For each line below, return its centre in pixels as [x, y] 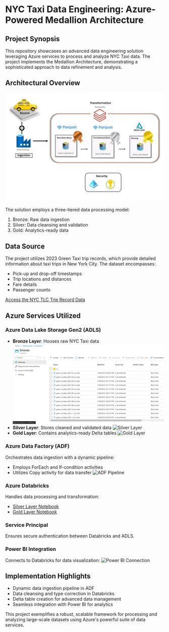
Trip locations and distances [42, 279]
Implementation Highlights [48, 576]
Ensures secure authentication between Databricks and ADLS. [70, 536]
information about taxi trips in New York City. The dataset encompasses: [80, 264]
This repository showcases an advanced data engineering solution [74, 51]
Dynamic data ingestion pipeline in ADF [53, 588]
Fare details [25, 284]
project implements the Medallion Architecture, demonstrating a [71, 62]
